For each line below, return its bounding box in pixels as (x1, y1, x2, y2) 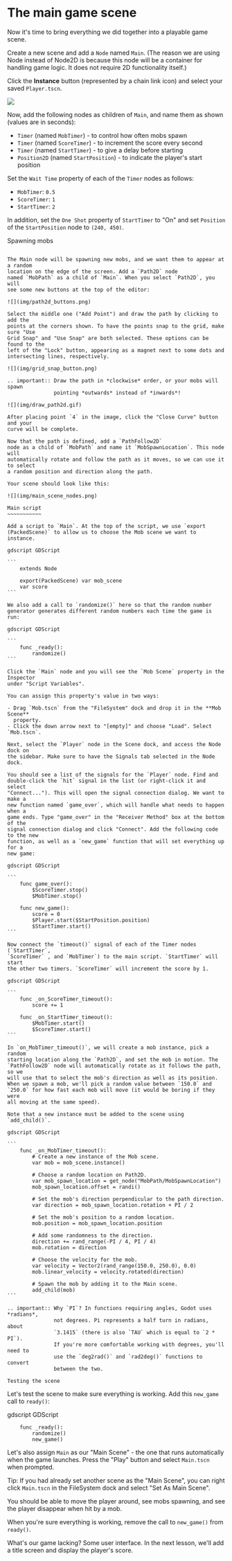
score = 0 (32, 910, 60, 917)
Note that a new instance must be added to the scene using (7, 1111, 185, 1118)
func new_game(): (19, 904, 70, 912)
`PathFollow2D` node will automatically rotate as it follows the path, (7, 1062, 222, 1069)
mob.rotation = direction (32, 1244, 107, 1251)
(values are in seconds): (7, 118, 76, 126)
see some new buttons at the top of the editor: (7, 286, 150, 293)
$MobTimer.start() (32, 1020, 85, 1027)
